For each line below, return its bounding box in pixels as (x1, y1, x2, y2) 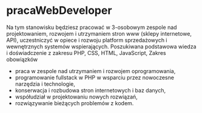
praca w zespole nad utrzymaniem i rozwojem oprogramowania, (15, 67, 176, 74)
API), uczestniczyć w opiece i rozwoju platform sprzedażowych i (6, 36, 167, 44)
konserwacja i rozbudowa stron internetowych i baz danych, (15, 86, 166, 94)
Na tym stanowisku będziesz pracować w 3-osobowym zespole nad (6, 24, 177, 31)
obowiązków (6, 56, 38, 63)
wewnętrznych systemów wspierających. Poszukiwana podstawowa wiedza (6, 43, 197, 50)
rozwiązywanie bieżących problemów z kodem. (15, 99, 134, 106)
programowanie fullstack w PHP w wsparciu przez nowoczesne (15, 74, 175, 81)
